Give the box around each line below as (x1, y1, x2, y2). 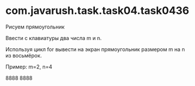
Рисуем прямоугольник (5, 23, 65, 30)
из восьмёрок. (5, 52, 42, 59)
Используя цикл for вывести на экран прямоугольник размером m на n (5, 45, 185, 53)
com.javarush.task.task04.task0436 (5, 4, 190, 17)
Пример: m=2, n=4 (5, 63, 53, 70)
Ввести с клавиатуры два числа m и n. (5, 34, 102, 41)
